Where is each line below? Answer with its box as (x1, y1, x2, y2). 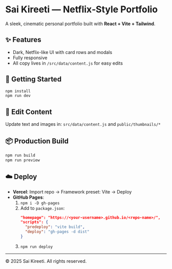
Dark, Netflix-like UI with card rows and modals (12, 49, 113, 55)
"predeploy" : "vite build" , (25, 224, 85, 229)
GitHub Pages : (12, 194, 45, 200)
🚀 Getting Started (5, 75, 62, 84)
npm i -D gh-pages (20, 200, 60, 206)
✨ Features (5, 35, 41, 44)
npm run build (5, 152, 36, 158)
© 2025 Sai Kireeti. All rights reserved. (5, 258, 87, 264)
